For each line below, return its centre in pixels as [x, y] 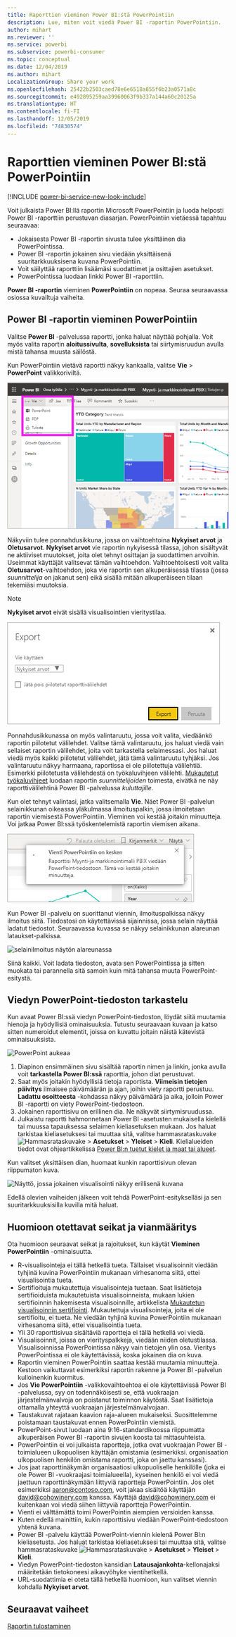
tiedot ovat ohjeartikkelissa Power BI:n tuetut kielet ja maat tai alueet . [117, 1149]
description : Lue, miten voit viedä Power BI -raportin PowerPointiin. [114, 22]
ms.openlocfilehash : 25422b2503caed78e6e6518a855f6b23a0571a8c [102, 89]
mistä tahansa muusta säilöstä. [52, 351]
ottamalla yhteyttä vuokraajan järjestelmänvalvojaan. [93, 1407]
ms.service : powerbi [38, 45]
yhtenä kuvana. [40, 1527]
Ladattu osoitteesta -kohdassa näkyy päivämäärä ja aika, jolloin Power [120, 1097]
